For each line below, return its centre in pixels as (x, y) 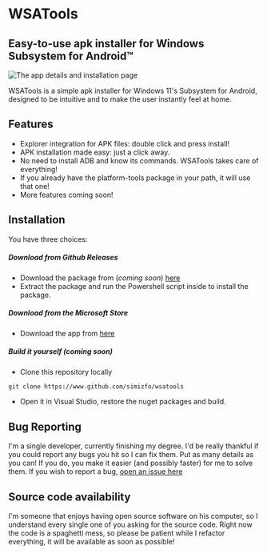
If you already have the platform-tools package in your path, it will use (135, 178)
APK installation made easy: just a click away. (95, 152)
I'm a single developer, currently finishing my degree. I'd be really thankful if (133, 446)
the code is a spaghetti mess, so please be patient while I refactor (117, 533)
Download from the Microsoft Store (68, 313)
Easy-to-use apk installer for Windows (106, 44)
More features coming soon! (66, 195)
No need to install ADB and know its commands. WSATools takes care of (139, 160)
